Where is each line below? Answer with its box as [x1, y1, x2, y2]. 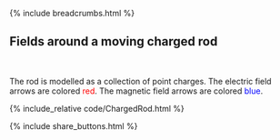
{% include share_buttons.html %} [9, 120, 138, 131]
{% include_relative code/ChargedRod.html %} [9, 103, 185, 114]
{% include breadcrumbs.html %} [9, 8, 135, 18]
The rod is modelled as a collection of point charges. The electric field [9, 75, 272, 86]
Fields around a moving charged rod [9, 34, 218, 49]
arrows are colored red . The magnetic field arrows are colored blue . [9, 85, 264, 96]
